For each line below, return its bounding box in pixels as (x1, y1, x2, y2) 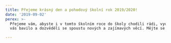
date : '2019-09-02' (5, 12, 47, 17)
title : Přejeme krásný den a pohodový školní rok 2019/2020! (5, 7, 138, 12)
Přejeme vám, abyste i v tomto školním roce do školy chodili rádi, (10, 21, 158, 26)
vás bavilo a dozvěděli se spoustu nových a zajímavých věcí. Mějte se (10, 26, 165, 31)
